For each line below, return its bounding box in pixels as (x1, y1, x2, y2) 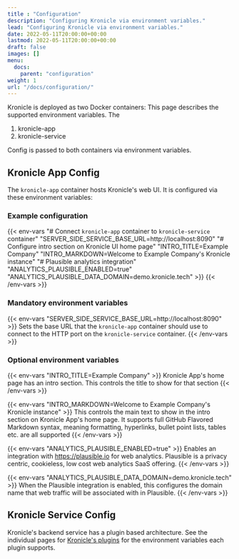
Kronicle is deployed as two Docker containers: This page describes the (7, 103, 219, 111)
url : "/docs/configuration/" (7, 84, 94, 91)
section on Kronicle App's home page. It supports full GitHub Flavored (7, 415, 213, 423)
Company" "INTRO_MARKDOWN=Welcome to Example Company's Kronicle (7, 250, 230, 258)
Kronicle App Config (7, 166, 100, 178)
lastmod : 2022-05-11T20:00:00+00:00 (7, 37, 116, 44)
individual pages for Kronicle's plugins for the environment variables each (7, 535, 225, 544)
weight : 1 (7, 76, 37, 84)
